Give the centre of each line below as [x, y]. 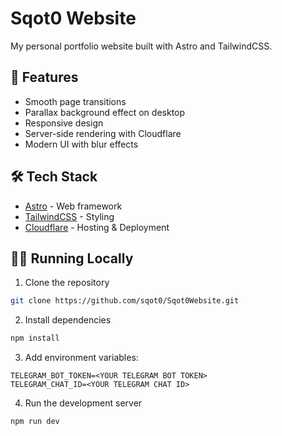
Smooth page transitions [75, 101]
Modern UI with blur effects [81, 144]
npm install [35, 338]
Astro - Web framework [73, 206]
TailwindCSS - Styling [69, 216]
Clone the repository [67, 283]
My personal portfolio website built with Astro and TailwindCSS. [141, 46]
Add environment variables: [81, 358]
